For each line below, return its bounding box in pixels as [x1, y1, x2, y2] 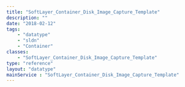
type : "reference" [6, 60, 53, 66]
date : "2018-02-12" [6, 20, 56, 26]
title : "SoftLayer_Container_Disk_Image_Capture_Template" [6, 9, 160, 15]
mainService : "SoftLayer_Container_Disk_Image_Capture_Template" [6, 72, 179, 78]
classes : [6, 49, 29, 55]
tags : [6, 26, 20, 32]
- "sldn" [17, 37, 40, 43]
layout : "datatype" [6, 66, 56, 72]
